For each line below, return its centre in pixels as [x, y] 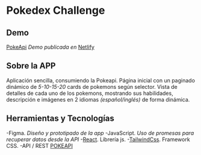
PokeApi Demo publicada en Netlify [50, 47]
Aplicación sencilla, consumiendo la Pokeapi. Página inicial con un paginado [101, 80]
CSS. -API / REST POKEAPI [40, 145]
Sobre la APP [31, 66]
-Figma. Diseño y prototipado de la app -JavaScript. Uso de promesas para [100, 133]
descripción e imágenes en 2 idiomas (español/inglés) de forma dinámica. [98, 99]
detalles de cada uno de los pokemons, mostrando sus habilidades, [90, 93]
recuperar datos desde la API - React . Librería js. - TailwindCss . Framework [98, 139]
